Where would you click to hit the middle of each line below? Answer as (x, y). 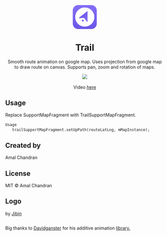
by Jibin (13, 213)
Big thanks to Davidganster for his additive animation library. (68, 228)
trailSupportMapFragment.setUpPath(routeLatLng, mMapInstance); (81, 130)
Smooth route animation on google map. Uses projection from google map (85, 62)
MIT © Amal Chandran (29, 185)
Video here (85, 87)
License (18, 173)
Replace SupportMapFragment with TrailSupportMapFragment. (71, 115)
